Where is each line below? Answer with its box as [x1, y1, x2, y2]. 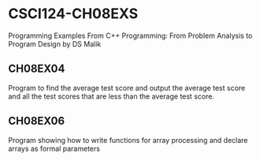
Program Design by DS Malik [8, 39, 102, 48]
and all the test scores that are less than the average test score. [8, 92, 215, 101]
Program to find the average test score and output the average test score [8, 83, 246, 92]
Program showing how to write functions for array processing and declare [8, 135, 248, 144]
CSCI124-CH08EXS [8, 5, 139, 23]
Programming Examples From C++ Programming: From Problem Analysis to [8, 31, 253, 40]
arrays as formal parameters [8, 144, 101, 153]
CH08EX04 [8, 62, 65, 76]
